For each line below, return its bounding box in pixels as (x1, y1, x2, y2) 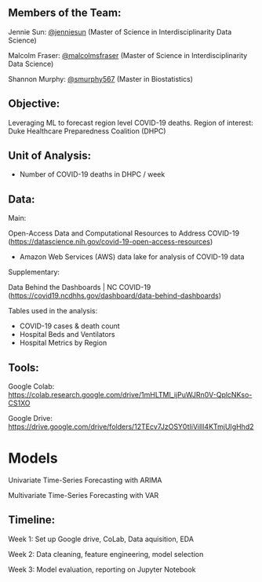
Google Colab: (8, 382, 55, 391)
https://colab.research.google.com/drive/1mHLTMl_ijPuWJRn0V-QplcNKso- (8, 390, 253, 400)
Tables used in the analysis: (8, 306, 98, 316)
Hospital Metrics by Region (19, 338, 107, 348)
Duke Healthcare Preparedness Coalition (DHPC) (8, 126, 166, 136)
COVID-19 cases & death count (19, 321, 120, 331)
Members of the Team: (8, 6, 122, 20)
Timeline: (8, 514, 56, 527)
